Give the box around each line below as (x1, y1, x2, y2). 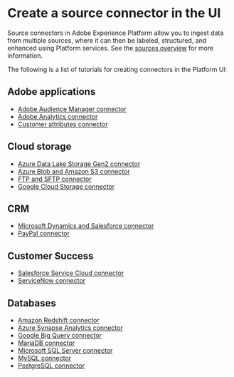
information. (7, 51, 43, 60)
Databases (7, 297, 57, 309)
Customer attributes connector (17, 120, 108, 128)
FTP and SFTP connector (17, 175, 92, 183)
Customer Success (7, 249, 94, 262)
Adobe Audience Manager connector (17, 105, 127, 113)
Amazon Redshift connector (17, 316, 100, 324)
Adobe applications (7, 86, 96, 98)
